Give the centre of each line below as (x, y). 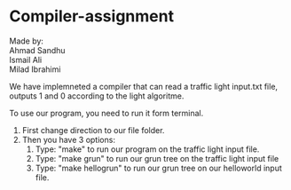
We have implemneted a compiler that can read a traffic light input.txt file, (143, 86)
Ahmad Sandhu (37, 50)
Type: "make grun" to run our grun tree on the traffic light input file (157, 158)
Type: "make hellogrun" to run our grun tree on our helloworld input (158, 168)
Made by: (27, 41)
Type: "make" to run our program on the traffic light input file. (147, 149)
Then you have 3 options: (68, 139)
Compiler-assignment (92, 16)
